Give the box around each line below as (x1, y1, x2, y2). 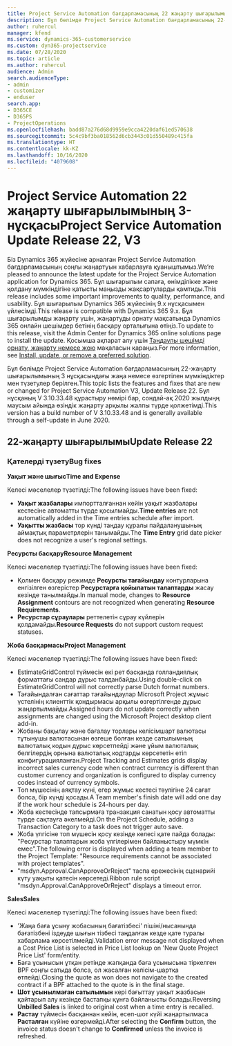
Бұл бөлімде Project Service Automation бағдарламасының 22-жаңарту (7, 364, 217, 373)
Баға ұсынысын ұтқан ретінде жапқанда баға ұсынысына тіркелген (17, 959, 217, 967)
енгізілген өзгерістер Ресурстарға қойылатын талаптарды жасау (17, 583, 214, 592)
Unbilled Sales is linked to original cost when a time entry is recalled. (17, 1002, 214, 1011)
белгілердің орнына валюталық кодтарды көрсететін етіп (17, 749, 188, 757)
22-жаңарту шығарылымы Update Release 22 (7, 436, 213, 447)
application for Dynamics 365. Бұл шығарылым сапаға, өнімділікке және (7, 277, 218, 285)
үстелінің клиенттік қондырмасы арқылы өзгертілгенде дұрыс (17, 698, 202, 706)
